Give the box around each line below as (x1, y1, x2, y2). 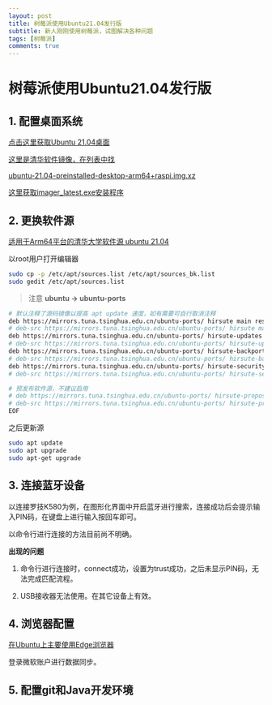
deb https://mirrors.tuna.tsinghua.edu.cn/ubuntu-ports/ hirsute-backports (8, 347, 270, 355)
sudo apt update (8, 439, 63, 447)
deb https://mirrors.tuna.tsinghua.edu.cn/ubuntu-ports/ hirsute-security (8, 362, 266, 370)
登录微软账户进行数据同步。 (8, 657, 101, 667)
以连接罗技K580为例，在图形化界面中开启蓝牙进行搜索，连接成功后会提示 (8, 501, 253, 511)
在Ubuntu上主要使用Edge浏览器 (8, 640, 115, 650)
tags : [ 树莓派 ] (8, 34, 57, 43)
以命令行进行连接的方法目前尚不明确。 (8, 529, 136, 539)
